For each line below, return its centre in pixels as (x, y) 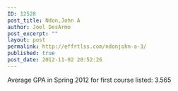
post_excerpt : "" (33, 34)
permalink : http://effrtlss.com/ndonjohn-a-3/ (77, 47)
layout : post (26, 40)
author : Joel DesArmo (39, 27)
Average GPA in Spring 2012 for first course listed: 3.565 (89, 80)
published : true (31, 54)
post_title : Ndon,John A (44, 20)
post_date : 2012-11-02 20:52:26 (55, 60)
